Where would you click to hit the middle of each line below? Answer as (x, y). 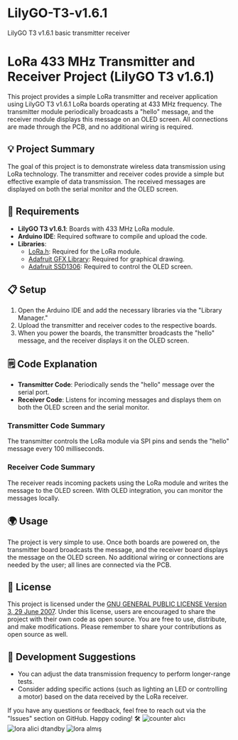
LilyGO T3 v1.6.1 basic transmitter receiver (69, 33)
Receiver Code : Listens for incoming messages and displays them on (119, 400)
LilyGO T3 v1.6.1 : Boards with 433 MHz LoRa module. (96, 229)
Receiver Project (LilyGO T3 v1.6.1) (111, 77)
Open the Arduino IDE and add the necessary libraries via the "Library (120, 311)
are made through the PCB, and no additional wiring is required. (101, 127)
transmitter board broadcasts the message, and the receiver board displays (118, 549)
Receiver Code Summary (51, 467)
